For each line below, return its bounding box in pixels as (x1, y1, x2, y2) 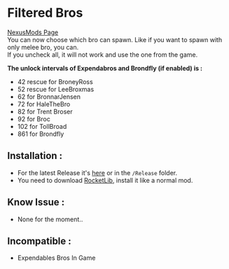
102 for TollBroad (17, 122, 67, 130)
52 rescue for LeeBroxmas (17, 85, 95, 93)
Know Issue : (7, 196, 65, 208)
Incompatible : (7, 235, 71, 247)
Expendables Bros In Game (17, 254, 96, 262)
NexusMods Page (7, 28, 59, 36)
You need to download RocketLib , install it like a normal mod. (17, 176, 193, 184)
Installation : (7, 150, 63, 162)
